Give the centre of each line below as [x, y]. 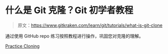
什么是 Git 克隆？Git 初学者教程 [69, 10]
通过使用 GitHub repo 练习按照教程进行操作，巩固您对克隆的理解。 [74, 36]
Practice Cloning [22, 46]
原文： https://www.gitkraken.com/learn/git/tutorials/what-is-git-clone [90, 25]
